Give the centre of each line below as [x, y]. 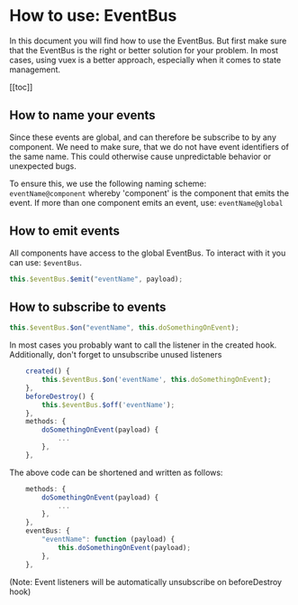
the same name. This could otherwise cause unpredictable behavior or [140, 156]
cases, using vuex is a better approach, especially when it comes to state [145, 60]
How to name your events [82, 115]
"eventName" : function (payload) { [108, 539]
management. [35, 70]
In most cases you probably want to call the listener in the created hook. [143, 345]
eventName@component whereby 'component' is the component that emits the [149, 193]
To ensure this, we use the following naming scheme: [108, 183]
